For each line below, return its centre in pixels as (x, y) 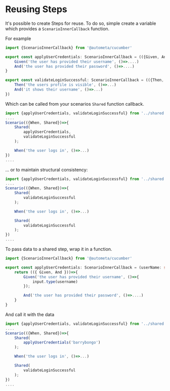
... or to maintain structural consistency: (47, 169)
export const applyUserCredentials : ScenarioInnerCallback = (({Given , (82, 57)
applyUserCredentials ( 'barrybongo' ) (62, 342)
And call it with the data (30, 314)
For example (18, 38)
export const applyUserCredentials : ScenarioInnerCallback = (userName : (83, 267)
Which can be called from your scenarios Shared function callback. (75, 104)
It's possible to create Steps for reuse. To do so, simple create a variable (81, 23)
